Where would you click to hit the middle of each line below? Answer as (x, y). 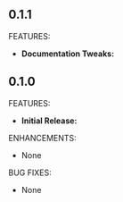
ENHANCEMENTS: (42, 138)
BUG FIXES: (30, 173)
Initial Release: (49, 121)
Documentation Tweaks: (68, 54)
